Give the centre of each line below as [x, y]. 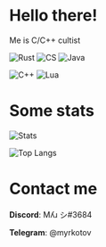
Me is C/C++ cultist [45, 40]
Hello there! [53, 16]
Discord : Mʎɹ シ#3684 [51, 214]
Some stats [52, 111]
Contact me [53, 189]
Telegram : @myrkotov [50, 232]
